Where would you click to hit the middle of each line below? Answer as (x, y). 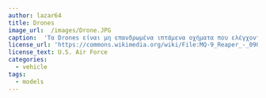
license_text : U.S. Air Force (58, 52)
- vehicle (31, 67)
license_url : (30, 45)
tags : (17, 74)
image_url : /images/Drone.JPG (60, 30)
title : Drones (32, 23)
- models (30, 81)
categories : (28, 60)
